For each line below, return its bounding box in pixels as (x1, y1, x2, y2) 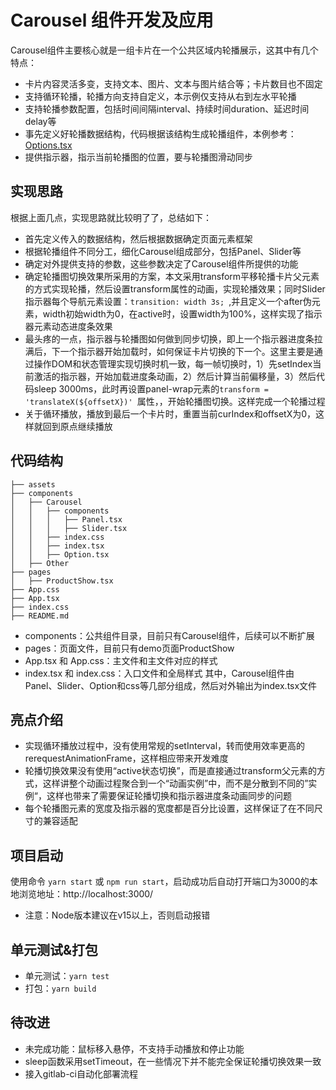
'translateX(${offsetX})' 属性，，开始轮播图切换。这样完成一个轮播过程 (24, 395, 326, 407)
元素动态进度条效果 (33, 320, 113, 332)
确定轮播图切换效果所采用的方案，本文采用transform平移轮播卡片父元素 (24, 270, 320, 282)
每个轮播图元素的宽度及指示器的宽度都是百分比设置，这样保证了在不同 (24, 802, 315, 815)
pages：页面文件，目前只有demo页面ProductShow (24, 642, 235, 654)
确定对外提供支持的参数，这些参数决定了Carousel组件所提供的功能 (24, 257, 299, 270)
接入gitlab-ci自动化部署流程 (24, 1067, 139, 1080)
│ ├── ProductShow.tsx (10, 576, 114, 586)
